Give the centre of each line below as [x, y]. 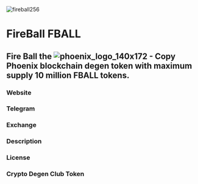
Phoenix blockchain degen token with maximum [99, 66]
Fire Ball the [29, 56]
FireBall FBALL [44, 34]
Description [24, 141]
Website [19, 92]
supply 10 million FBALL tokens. [68, 75]
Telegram [21, 109]
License [18, 158]
